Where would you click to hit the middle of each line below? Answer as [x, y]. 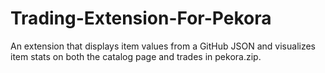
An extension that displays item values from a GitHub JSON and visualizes [163, 46]
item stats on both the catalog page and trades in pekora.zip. [136, 56]
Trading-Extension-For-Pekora [141, 18]
